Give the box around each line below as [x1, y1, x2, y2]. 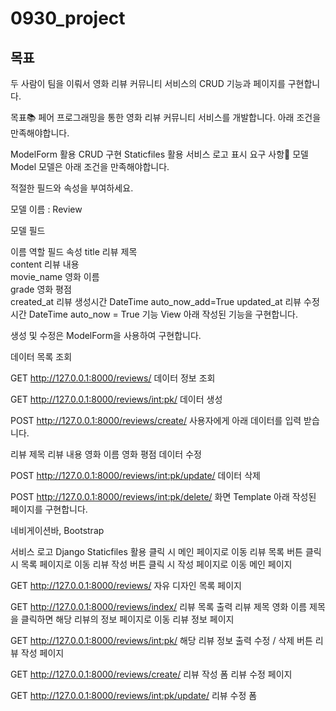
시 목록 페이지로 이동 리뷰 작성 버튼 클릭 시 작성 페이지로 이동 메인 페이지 [10, 558, 293, 570]
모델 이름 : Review [10, 203, 83, 215]
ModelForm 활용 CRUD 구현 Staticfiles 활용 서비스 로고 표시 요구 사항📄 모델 [10, 148, 309, 160]
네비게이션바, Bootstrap [10, 525, 105, 536]
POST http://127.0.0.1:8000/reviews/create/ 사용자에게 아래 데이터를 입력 [10, 415, 302, 426]
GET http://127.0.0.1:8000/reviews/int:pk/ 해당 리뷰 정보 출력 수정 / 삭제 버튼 [10, 635, 313, 646]
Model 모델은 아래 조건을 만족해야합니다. [10, 161, 170, 172]
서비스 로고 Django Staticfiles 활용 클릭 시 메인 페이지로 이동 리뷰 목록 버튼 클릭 [10, 546, 322, 557]
